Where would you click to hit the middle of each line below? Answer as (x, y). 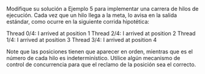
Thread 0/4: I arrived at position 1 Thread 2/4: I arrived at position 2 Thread (101, 33)
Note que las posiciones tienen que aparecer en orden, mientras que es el (99, 52)
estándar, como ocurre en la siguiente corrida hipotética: (78, 22)
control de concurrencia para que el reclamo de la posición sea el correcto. (101, 64)
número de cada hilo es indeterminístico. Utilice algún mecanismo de (93, 58)
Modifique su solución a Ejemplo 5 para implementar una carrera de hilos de (102, 9)
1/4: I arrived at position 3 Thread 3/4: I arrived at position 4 (82, 40)
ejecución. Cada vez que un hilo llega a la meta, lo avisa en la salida (92, 15)
